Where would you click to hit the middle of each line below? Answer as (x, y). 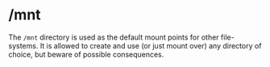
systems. (23, 45)
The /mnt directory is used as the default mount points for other (114, 37)
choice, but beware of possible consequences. (86, 54)
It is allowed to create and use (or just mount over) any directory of (151, 45)
